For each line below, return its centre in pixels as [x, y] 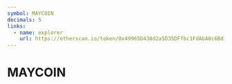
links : [17, 26]
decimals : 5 [24, 20]
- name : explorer [38, 32]
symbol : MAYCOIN [30, 13]
